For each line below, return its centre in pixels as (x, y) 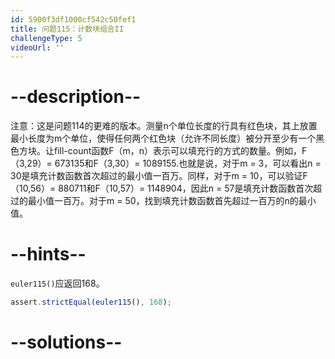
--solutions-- (66, 342)
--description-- (76, 97)
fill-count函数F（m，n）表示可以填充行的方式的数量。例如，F (180, 151)
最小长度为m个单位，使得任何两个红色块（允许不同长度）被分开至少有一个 (163, 138)
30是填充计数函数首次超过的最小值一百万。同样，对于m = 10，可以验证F (159, 176)
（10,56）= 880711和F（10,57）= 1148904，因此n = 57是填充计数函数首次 (162, 188)
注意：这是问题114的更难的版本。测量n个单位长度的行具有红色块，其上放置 (164, 126)
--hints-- (48, 254)
